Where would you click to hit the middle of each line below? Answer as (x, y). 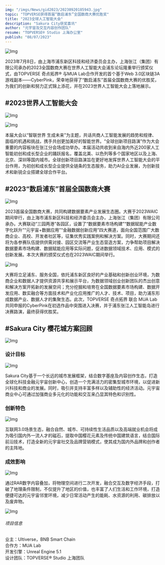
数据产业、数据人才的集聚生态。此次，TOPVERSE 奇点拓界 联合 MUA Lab (83, 299)
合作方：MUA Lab (23, 546)
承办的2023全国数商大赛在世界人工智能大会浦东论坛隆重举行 (79, 68)
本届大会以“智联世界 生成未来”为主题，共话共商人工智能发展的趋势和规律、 (81, 135)
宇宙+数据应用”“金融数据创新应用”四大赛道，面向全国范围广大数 (95, 230)
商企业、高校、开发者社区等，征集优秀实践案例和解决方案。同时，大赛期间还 (82, 236)
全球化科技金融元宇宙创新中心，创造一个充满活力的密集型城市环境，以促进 (80, 382)
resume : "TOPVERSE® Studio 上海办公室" (44, 33)
